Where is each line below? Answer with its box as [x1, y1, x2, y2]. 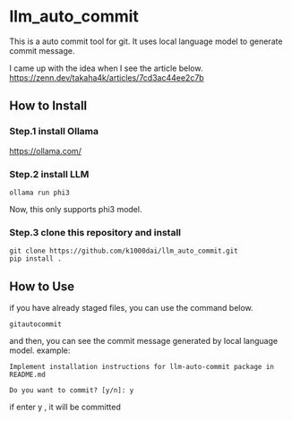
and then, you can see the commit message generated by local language [9, 336, 279, 347]
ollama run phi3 [9, 188, 70, 197]
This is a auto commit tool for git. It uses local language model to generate [9, 36, 283, 47]
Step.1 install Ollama [9, 125, 99, 138]
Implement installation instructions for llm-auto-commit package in [9, 363, 275, 372]
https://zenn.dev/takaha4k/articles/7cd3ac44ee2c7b [9, 72, 204, 82]
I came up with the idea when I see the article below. [9, 63, 203, 73]
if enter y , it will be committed [9, 401, 121, 413]
